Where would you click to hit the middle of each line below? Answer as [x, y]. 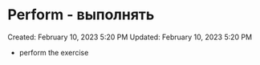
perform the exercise [54, 52]
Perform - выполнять [81, 15]
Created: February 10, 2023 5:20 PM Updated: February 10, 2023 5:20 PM [130, 37]
